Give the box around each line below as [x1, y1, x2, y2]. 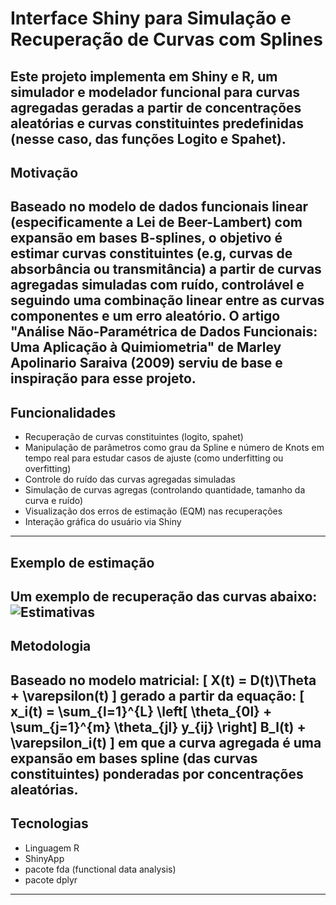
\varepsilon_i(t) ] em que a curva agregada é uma [10, 734, 322, 751]
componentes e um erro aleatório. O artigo [10, 308, 281, 325]
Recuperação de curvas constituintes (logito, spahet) [24, 431, 244, 443]
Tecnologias [10, 815, 89, 832]
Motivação [10, 164, 79, 181]
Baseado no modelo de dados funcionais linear [10, 198, 309, 216]
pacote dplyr [24, 873, 78, 886]
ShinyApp [24, 852, 65, 864]
